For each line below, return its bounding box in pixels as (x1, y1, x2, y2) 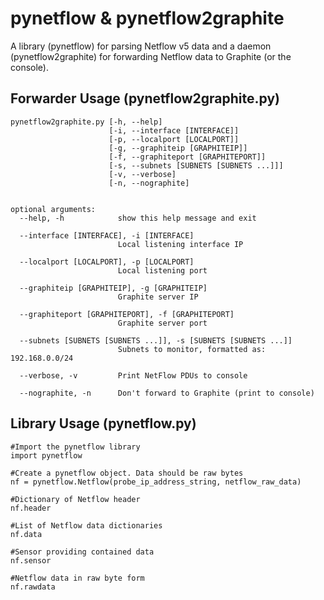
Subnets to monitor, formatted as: (117, 344, 267, 354)
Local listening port (117, 265, 208, 276)
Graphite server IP (117, 292, 199, 302)
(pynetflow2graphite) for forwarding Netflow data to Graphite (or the (10, 50, 292, 62)
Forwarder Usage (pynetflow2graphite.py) (10, 90, 280, 107)
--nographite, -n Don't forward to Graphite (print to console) (19, 388, 315, 398)
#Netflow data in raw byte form (10, 573, 145, 583)
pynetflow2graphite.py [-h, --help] (10, 117, 163, 127)
